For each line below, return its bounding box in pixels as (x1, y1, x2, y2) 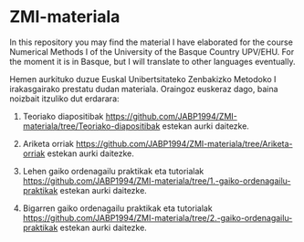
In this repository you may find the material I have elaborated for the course (9, 37, 294, 47)
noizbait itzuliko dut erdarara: (9, 93, 121, 104)
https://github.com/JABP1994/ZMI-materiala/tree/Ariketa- (76, 138, 294, 149)
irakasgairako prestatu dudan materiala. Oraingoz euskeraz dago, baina (9, 83, 278, 94)
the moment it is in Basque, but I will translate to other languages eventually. (9, 56, 296, 67)
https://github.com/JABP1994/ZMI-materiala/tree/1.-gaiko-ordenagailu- (22, 175, 291, 186)
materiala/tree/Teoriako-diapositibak (22, 121, 161, 132)
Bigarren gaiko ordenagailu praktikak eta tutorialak (22, 203, 213, 214)
